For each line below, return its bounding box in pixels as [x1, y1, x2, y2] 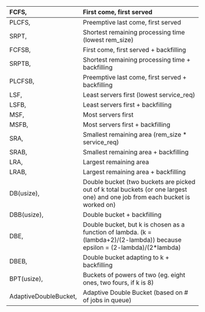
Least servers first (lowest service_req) [82, 91, 195, 99]
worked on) [82, 201, 116, 209]
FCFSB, [9, 46, 31, 54]
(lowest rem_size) [82, 36, 134, 44]
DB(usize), [9, 189, 40, 197]
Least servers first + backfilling [82, 101, 172, 109]
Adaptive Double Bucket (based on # [82, 288, 189, 297]
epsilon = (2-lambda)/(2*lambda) [82, 244, 181, 252]
